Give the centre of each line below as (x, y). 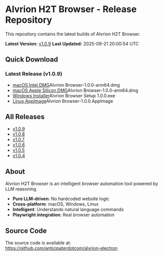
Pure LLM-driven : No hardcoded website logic (61, 199)
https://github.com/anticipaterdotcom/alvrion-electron (61, 248)
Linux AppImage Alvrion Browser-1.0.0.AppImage (63, 101)
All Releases (25, 117)
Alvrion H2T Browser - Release (71, 9)
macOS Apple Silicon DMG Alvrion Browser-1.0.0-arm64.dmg (75, 90)
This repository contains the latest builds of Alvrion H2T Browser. (73, 34)
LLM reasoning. (21, 189)
